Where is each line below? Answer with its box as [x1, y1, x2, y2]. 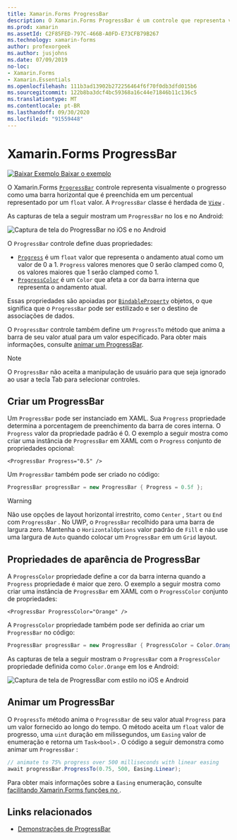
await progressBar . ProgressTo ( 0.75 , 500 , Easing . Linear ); [7, 765, 181, 772]
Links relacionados [7, 806, 93, 818]
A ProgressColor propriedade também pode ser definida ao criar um [7, 621, 205, 629]
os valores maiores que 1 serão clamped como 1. [17, 268, 159, 276]
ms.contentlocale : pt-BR [7, 102, 80, 110]
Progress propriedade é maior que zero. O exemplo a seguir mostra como [7, 580, 221, 588]
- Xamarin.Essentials [7, 76, 71, 83]
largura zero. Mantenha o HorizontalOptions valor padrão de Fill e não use [7, 526, 228, 534]
